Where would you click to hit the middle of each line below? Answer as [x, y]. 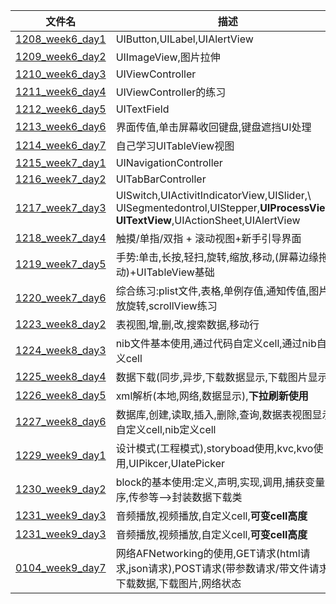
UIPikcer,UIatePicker [177, 463]
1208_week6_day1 [61, 39]
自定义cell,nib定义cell [166, 429]
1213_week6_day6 [61, 126]
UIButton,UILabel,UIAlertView [184, 39]
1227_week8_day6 [61, 421]
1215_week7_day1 [61, 162]
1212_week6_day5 [61, 109]
